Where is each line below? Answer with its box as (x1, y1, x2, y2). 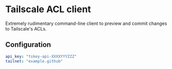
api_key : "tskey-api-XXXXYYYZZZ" (5, 54, 77, 59)
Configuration (5, 41, 51, 49)
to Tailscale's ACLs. (5, 25, 47, 31)
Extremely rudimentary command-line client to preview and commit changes (5, 20, 167, 26)
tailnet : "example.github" (5, 58, 63, 64)
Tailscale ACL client (5, 4, 91, 15)
